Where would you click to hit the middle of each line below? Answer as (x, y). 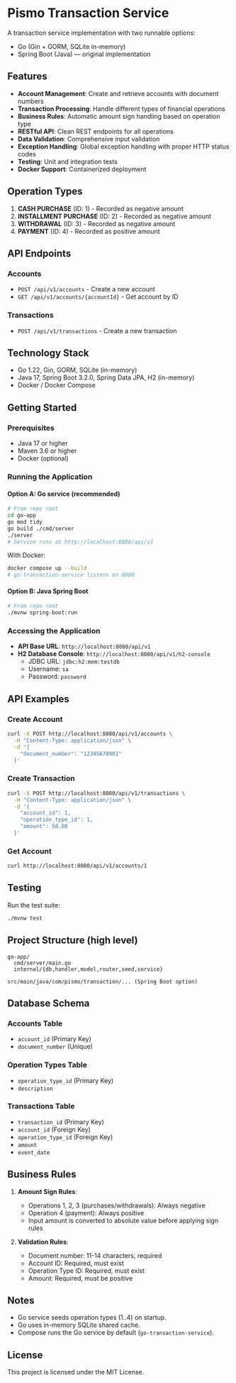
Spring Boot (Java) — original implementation (84, 54)
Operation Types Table (47, 1065)
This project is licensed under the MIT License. (76, 1372)
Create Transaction (41, 778)
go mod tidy (25, 522)
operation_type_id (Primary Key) (66, 1080)
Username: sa (48, 669)
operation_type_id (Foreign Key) (65, 1137)
